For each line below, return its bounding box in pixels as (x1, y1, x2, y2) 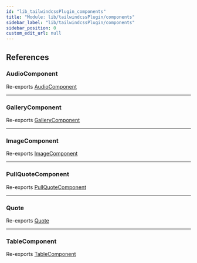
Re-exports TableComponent (6, 251, 76, 258)
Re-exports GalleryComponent (6, 117, 80, 124)
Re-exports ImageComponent (6, 150, 78, 157)
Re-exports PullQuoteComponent (6, 183, 87, 191)
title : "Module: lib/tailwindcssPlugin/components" (6, 14, 135, 20)
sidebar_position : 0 (6, 25, 57, 31)
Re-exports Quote (6, 217, 50, 224)
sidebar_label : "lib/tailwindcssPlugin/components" (6, 19, 135, 25)
